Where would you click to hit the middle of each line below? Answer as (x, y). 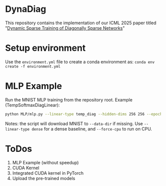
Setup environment (45, 48)
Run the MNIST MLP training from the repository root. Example (69, 99)
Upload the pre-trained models (44, 178)
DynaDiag (26, 9)
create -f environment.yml (33, 66)
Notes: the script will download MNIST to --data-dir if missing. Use (74, 123)
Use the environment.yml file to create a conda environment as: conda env (80, 62)
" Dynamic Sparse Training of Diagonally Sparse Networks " (65, 28)
